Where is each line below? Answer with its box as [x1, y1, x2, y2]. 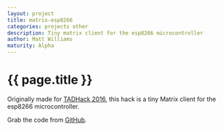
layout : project [7, 10, 54, 17]
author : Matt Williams [7, 36, 73, 43]
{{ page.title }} [7, 72, 93, 88]
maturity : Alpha [7, 42, 54, 49]
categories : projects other [7, 23, 89, 30]
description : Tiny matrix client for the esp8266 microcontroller [7, 29, 204, 37]
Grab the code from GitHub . [7, 115, 87, 124]
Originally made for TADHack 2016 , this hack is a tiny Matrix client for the [7, 95, 217, 103]
